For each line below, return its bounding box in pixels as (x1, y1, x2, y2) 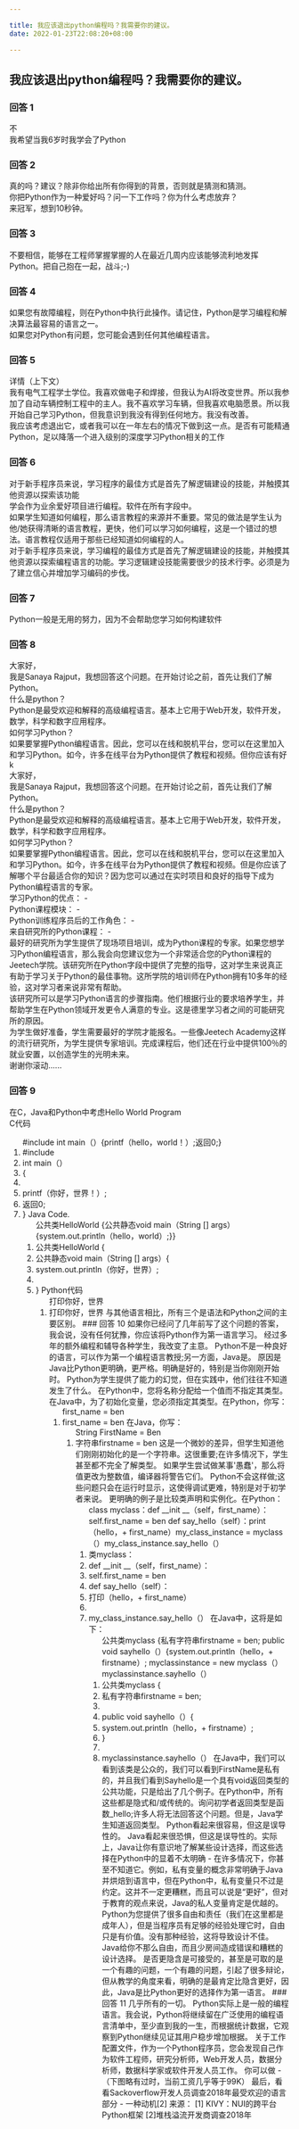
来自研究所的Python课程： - (9, 926, 111, 937)
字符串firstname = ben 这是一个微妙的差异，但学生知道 (75, 1437, 277, 1448)
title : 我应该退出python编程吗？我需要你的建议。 (9, 21, 174, 29)
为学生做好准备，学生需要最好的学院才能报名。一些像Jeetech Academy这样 (9, 1027, 287, 1038)
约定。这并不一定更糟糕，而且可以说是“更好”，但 (101, 1886, 280, 1897)
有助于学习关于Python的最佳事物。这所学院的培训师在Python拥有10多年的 (9, 971, 280, 982)
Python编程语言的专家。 (9, 882, 98, 892)
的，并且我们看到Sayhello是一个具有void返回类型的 (101, 1775, 289, 1785)
